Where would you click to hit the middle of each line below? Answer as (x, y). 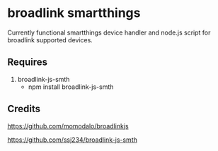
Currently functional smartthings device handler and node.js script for (109, 32)
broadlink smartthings (74, 13)
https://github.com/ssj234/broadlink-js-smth (73, 140)
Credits (24, 109)
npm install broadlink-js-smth (71, 87)
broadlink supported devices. (50, 40)
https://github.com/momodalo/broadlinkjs (68, 126)
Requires (28, 62)
